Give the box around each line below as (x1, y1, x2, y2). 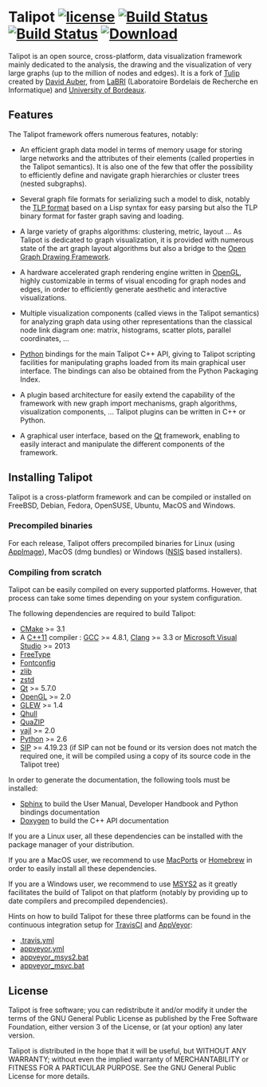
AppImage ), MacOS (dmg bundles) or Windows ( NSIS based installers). (8, 547, 243, 556)
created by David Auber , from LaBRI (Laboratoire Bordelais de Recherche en (8, 77, 259, 86)
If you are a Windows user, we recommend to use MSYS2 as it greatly (8, 879, 238, 889)
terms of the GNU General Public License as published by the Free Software (8, 1013, 258, 1023)
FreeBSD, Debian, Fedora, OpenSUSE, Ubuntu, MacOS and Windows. (8, 500, 236, 510)
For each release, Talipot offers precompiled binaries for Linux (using (8, 538, 235, 547)
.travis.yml (19, 936, 54, 945)
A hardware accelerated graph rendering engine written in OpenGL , (19, 267, 241, 277)
